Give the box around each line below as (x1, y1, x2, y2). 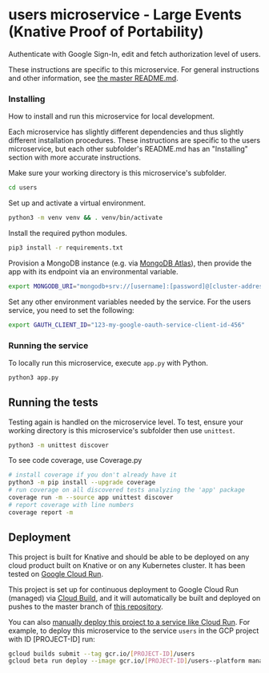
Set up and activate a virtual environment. (8, 198, 147, 208)
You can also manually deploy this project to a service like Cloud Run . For (8, 617, 251, 626)
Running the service (8, 339, 89, 351)
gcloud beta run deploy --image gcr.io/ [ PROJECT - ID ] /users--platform (8, 657, 246, 665)
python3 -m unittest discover (8, 441, 110, 449)
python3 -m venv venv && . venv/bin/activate (8, 214, 163, 222)
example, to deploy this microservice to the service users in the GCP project (8, 626, 259, 635)
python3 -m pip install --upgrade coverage (8, 479, 156, 487)
